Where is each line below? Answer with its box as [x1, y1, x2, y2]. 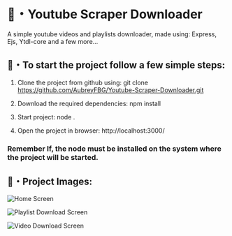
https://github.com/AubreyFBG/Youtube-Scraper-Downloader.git [17, 85, 204, 94]
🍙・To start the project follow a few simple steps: [7, 59, 226, 71]
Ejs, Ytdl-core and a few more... [7, 37, 99, 45]
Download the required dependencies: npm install [17, 99, 161, 108]
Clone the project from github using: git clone [17, 78, 149, 87]
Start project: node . [17, 112, 75, 121]
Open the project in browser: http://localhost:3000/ [17, 126, 166, 135]
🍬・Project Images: [7, 176, 93, 188]
